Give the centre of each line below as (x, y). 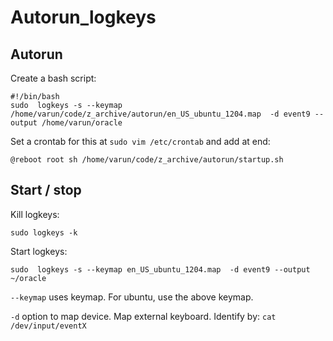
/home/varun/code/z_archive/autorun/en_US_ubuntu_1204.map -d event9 (160, 114)
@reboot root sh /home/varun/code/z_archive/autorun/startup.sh (147, 160)
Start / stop (46, 190)
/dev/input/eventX (48, 326)
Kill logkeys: (35, 214)
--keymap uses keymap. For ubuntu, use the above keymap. (132, 297)
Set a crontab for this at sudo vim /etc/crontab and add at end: (140, 141)
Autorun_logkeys (83, 17)
